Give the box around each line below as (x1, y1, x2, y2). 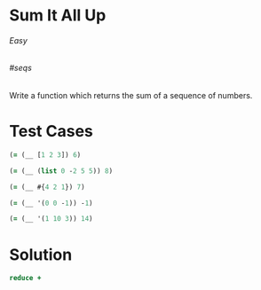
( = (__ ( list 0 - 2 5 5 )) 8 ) (9, 166, 114, 176)
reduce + (9, 274, 42, 283)
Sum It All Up (9, 5, 107, 26)
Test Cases (9, 121, 93, 142)
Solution (9, 245, 73, 264)
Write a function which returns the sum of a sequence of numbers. (9, 90, 253, 100)
